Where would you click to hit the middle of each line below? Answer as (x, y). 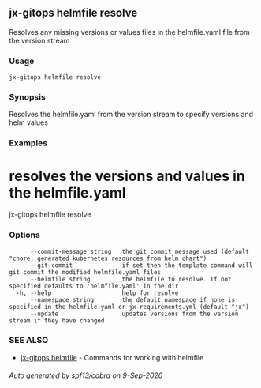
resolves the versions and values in (127, 176)
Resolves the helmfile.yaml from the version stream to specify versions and (131, 115)
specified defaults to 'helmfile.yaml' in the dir (94, 286)
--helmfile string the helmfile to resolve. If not (130, 279)
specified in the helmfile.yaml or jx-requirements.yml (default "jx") (129, 307)
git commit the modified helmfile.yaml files (85, 272)
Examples (28, 143)
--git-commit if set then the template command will (141, 265)
